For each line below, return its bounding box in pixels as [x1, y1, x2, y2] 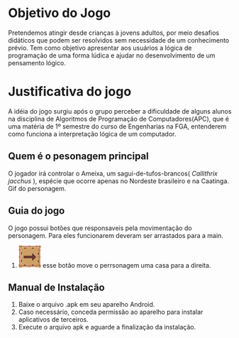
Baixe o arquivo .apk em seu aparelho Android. [18, 300, 155, 309]
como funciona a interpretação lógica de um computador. [8, 129, 177, 138]
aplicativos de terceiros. [18, 315, 89, 324]
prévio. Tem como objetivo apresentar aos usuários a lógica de [8, 43, 192, 52]
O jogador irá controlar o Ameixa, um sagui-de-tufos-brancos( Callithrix [8, 169, 218, 178]
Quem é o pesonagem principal [8, 151, 149, 163]
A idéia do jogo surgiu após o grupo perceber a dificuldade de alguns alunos [8, 107, 232, 115]
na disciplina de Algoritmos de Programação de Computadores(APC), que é [8, 114, 230, 123]
